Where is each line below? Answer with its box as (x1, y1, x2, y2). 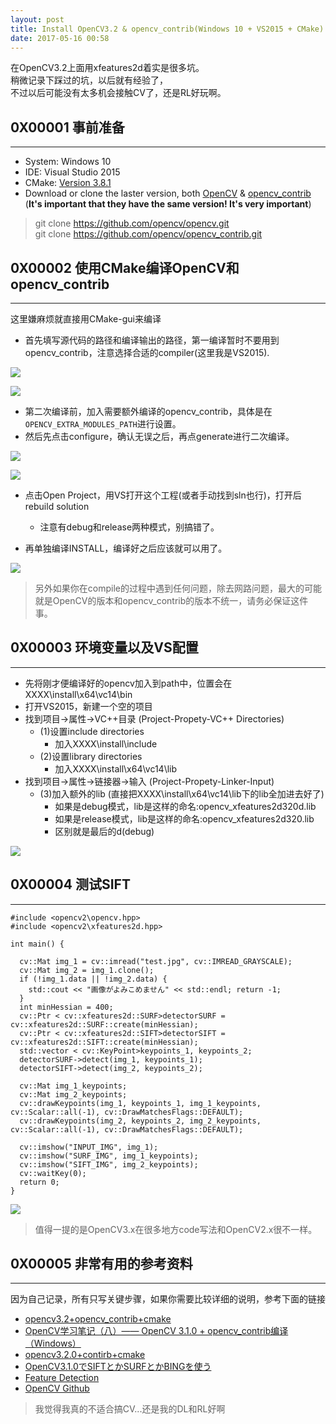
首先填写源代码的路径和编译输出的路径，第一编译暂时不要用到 (24, 334, 280, 346)
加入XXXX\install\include (54, 737, 158, 750)
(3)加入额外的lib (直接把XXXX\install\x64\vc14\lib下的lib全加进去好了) (39, 787, 325, 800)
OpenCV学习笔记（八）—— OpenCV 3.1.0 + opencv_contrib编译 (24, 1325, 289, 1337)
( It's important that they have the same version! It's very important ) (24, 198, 312, 210)
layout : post (10, 14, 65, 25)
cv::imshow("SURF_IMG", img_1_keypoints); (19, 1151, 199, 1161)
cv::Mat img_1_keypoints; (19, 1081, 128, 1091)
